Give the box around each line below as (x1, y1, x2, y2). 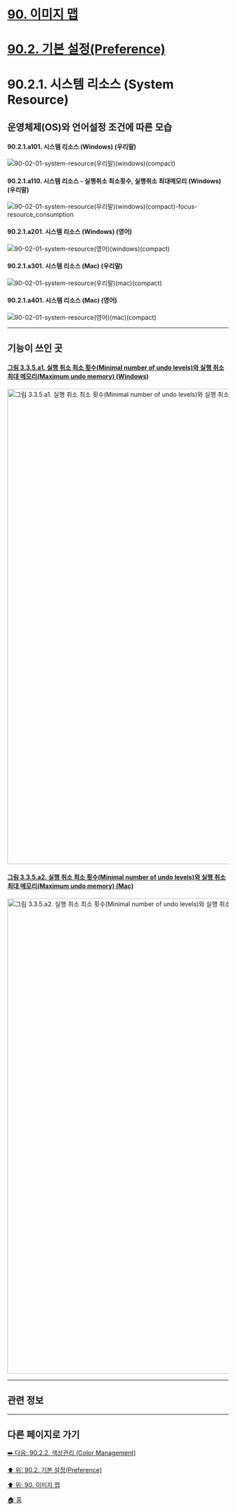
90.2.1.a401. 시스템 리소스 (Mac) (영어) (7, 296, 117, 305)
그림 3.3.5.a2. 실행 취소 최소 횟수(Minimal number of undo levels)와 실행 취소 (7, 873, 226, 882)
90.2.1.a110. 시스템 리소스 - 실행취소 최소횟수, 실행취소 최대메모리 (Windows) (7, 177, 221, 185)
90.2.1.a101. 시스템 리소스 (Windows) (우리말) (7, 142, 137, 151)
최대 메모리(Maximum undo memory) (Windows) (7, 372, 149, 380)
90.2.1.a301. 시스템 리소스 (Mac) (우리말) (7, 262, 123, 270)
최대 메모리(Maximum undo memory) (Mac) (7, 882, 134, 891)
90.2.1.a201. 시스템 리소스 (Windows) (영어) (7, 227, 132, 236)
